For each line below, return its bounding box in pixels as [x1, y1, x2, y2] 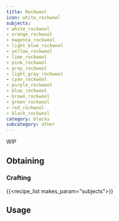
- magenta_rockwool [6, 37, 56, 43]
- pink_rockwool [6, 59, 47, 65]
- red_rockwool [6, 104, 45, 111]
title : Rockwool [6, 8, 47, 15]
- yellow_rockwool [6, 48, 53, 54]
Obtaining [6, 156, 45, 166]
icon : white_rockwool [6, 15, 61, 21]
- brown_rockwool [6, 93, 50, 99]
